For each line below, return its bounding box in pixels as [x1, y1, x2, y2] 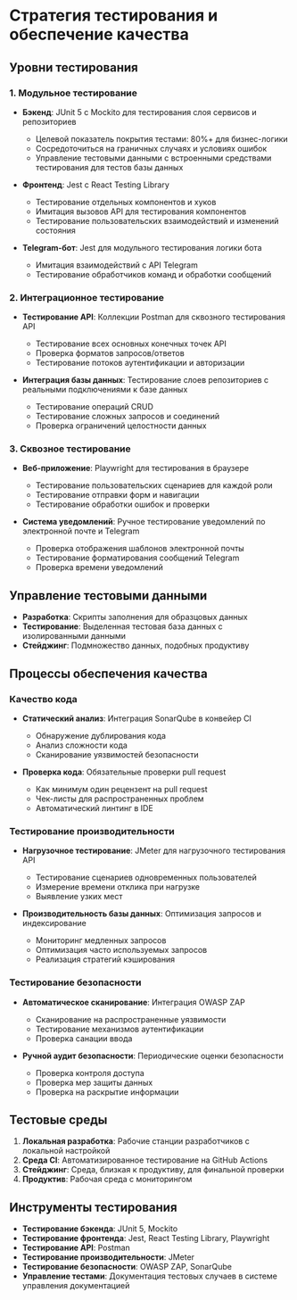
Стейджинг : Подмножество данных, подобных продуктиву [21, 640, 250, 651]
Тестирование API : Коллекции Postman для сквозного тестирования [21, 311, 285, 322]
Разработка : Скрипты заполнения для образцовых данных [21, 612, 248, 623]
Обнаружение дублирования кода [35, 730, 167, 741]
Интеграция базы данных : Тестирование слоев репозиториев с [21, 375, 269, 385]
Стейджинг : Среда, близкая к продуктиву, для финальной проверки [21, 1164, 285, 1175]
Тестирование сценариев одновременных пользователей [35, 872, 257, 883]
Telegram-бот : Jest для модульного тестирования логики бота [21, 242, 262, 253]
